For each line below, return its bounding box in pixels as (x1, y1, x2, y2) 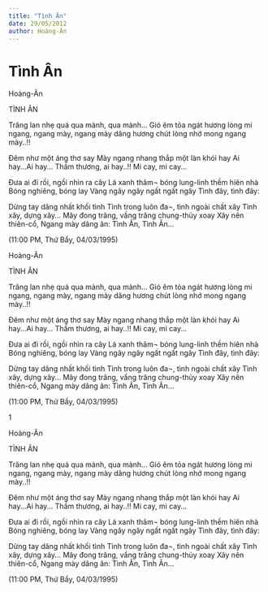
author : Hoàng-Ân (8, 27, 67, 35)
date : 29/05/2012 (8, 19, 67, 28)
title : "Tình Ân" (8, 11, 67, 20)
